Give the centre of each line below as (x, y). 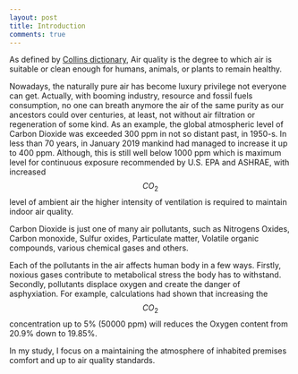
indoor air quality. (42, 212)
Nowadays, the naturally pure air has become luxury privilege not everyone (148, 87)
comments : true (38, 34)
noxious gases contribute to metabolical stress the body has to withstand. (145, 275)
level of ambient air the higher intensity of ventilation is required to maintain (149, 202)
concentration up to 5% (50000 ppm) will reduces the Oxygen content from (149, 324)
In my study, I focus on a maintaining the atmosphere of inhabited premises (148, 351)
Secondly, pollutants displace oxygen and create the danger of (125, 285)
